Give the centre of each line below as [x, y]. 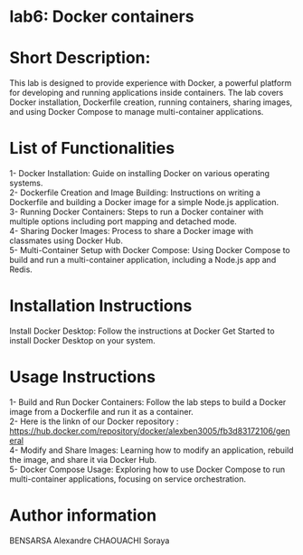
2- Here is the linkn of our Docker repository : [94, 421]
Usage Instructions [83, 377]
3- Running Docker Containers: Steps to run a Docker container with [137, 212]
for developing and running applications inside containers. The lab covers [147, 93]
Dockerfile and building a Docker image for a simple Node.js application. [144, 202]
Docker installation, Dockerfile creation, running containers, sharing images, [151, 102]
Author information [83, 516]
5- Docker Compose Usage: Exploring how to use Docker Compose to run [147, 469]
